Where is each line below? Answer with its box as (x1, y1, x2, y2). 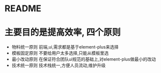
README (4, 3, 42, 14)
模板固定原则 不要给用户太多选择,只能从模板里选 (11, 50, 109, 56)
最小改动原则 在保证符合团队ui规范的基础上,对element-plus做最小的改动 (11, 56, 156, 62)
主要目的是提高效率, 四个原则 (4, 27, 121, 38)
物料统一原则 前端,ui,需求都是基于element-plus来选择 (11, 44, 119, 50)
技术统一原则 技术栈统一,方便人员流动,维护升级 (11, 62, 106, 69)
